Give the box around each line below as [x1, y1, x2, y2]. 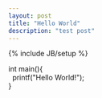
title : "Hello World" [8, 19, 81, 27]
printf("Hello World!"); [11, 73, 85, 83]
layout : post [8, 11, 52, 20]
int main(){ [8, 64, 43, 74]
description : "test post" [8, 27, 95, 35]
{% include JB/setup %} [8, 49, 88, 59]
